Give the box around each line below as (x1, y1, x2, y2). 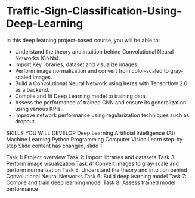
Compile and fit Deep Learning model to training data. (14, 92, 147, 100)
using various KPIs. (14, 105, 63, 112)
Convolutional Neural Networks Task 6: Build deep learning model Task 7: (6, 172, 187, 180)
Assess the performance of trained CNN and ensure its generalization (14, 98, 187, 106)
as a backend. (14, 86, 49, 93)
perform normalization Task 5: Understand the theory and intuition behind (6, 166, 187, 174)
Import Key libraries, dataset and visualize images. (14, 61, 139, 68)
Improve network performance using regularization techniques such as (14, 112, 190, 119)
